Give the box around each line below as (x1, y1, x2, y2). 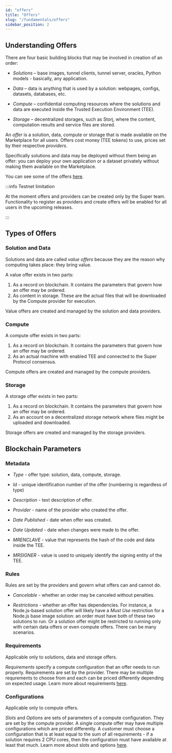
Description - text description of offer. (12, 497, 93, 503)
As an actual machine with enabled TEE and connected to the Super (12, 353, 157, 360)
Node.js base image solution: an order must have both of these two (12, 613, 156, 619)
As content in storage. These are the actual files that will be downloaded (12, 292, 166, 299)
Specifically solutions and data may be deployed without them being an (5, 153, 157, 159)
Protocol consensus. (12, 359, 56, 365)
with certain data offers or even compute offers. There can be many (12, 624, 157, 630)
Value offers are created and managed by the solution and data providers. (5, 308, 162, 314)
